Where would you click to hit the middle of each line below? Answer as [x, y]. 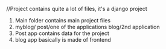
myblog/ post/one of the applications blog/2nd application [87, 27]
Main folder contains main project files [62, 20]
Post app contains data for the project [62, 33]
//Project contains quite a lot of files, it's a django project [77, 9]
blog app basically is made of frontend [63, 40]
